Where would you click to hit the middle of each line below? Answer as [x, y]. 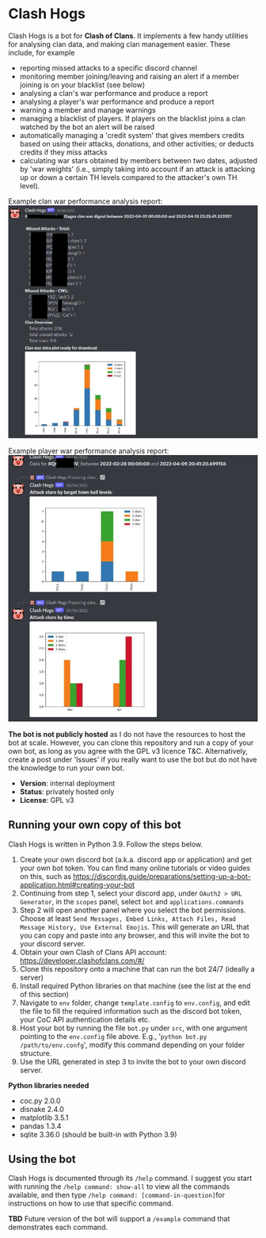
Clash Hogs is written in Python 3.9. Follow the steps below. [106, 844]
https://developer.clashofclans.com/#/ [82, 961]
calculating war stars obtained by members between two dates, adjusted [139, 160]
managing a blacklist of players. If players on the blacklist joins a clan [133, 118]
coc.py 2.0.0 [40, 1100]
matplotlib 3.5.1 [44, 1118]
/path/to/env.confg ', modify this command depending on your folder [132, 1045]
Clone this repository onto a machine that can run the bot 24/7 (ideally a [137, 969]
